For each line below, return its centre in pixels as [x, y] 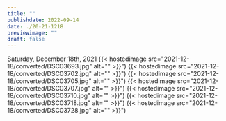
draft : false [26, 39]
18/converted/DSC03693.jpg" [50, 66]
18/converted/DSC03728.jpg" [50, 111]
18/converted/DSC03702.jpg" [50, 74]
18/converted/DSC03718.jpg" [49, 103]
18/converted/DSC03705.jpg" [49, 81]
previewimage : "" [32, 33]
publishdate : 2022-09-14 [43, 20]
